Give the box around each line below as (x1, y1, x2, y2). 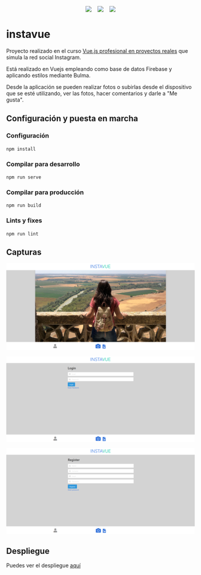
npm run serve (6, 174, 42, 180)
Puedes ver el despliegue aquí (6, 562, 81, 569)
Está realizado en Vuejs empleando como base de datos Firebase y (6, 65, 172, 72)
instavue (6, 28, 51, 41)
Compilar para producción (6, 188, 84, 196)
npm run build (6, 202, 42, 208)
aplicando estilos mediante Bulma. (6, 71, 91, 79)
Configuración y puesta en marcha (6, 114, 139, 124)
